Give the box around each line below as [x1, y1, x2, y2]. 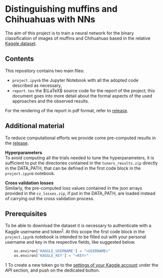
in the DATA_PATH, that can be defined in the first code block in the [5, 165, 141, 171]
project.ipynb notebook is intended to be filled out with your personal [5, 234, 146, 240]
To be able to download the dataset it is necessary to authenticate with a [5, 223, 152, 228]
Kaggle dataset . [5, 40, 37, 46]
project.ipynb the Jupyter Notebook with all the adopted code [12, 77, 139, 83]
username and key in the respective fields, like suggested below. [5, 239, 136, 245]
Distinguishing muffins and [5, 3, 117, 15]
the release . [5, 140, 29, 146]
